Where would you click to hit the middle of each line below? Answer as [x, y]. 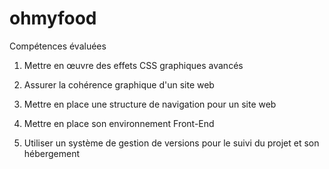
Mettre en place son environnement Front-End [119, 123]
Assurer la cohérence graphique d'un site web [119, 84]
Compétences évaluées [58, 46]
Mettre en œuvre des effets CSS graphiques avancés [133, 65]
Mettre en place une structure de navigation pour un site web [150, 104]
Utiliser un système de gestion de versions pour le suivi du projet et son [171, 143]
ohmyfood [53, 18]
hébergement [52, 153]
